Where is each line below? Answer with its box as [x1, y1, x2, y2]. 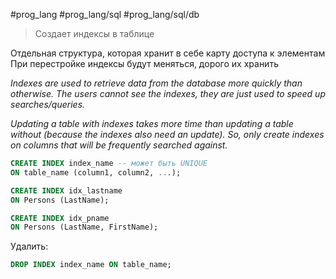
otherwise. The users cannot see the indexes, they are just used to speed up [10, 88, 326, 99]
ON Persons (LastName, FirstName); [10, 222, 159, 233]
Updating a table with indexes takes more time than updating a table [10, 118, 294, 129]
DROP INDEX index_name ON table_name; [10, 260, 172, 270]
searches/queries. [10, 99, 86, 110]
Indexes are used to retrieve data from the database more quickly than [10, 77, 303, 89]
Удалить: [10, 240, 49, 253]
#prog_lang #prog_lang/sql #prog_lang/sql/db [10, 9, 200, 20]
